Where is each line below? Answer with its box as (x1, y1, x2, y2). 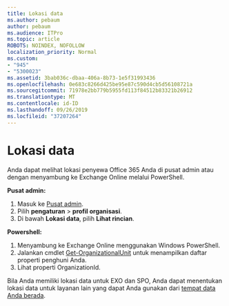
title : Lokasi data (7, 10, 63, 17)
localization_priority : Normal (7, 49, 97, 56)
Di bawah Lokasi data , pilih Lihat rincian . (17, 214, 135, 222)
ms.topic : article (7, 36, 60, 43)
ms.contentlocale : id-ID (7, 100, 79, 107)
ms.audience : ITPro (7, 29, 63, 37)
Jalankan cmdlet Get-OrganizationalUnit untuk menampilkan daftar (17, 248, 208, 256)
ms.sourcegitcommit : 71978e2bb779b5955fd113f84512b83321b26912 (7, 87, 193, 94)
